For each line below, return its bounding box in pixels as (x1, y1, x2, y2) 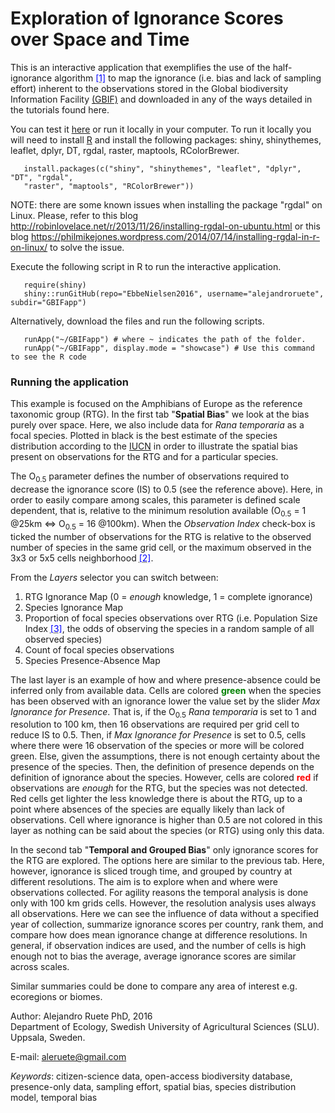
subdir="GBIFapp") (10, 297, 87, 307)
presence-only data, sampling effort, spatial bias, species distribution (10, 1081, 297, 1093)
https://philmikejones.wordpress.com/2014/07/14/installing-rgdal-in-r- (30, 230, 321, 242)
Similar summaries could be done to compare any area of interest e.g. (10, 980, 298, 992)
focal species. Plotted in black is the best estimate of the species (10, 430, 278, 442)
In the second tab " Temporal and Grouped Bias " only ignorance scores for (10, 844, 319, 856)
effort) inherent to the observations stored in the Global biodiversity (10, 82, 289, 94)
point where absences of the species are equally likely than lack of (10, 803, 285, 816)
